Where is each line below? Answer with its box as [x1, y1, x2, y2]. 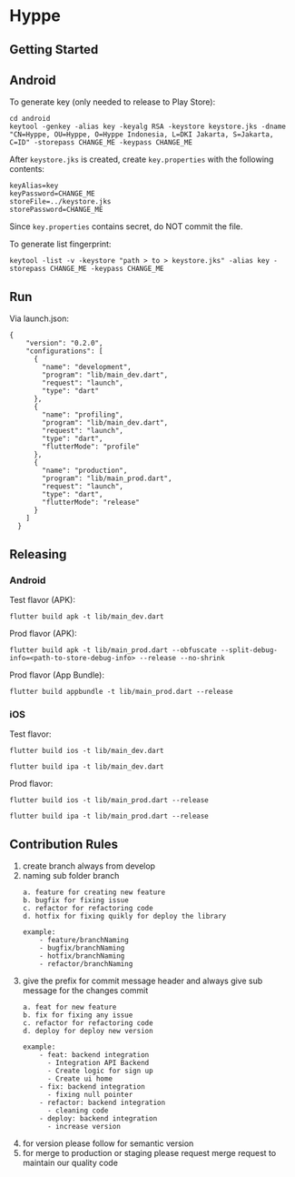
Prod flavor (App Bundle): [9, 669, 104, 680]
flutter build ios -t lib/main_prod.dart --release [9, 796, 209, 805]
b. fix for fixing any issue [22, 1011, 133, 1020]
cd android [9, 115, 51, 124]
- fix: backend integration [39, 1082, 145, 1091]
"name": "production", [42, 466, 128, 476]
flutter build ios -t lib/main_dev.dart [9, 747, 165, 756]
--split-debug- [221, 645, 279, 655]
